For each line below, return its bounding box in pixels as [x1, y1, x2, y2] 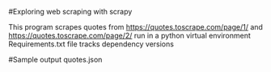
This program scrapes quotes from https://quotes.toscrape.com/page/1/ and [8, 22, 263, 31]
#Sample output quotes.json [8, 55, 103, 64]
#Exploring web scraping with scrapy [8, 7, 133, 16]
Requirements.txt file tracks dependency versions [8, 39, 174, 49]
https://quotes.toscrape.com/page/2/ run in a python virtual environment [8, 31, 251, 40]
